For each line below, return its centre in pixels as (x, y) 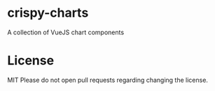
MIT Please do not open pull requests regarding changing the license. (108, 80)
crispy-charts (48, 13)
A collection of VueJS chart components (66, 32)
